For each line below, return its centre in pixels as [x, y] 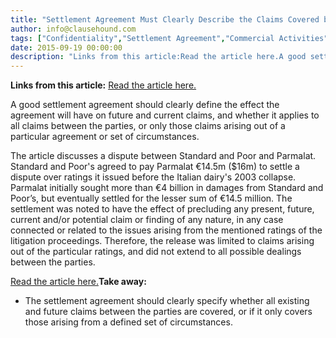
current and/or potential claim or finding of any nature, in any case [147, 220]
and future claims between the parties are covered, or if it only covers [168, 312]
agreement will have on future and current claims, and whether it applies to [165, 115]
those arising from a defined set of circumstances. [128, 322]
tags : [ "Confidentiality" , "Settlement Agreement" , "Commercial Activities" [169, 38]
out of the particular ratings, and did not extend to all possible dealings [156, 252]
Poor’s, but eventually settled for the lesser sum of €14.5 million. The [151, 198]
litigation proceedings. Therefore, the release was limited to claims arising [162, 241]
